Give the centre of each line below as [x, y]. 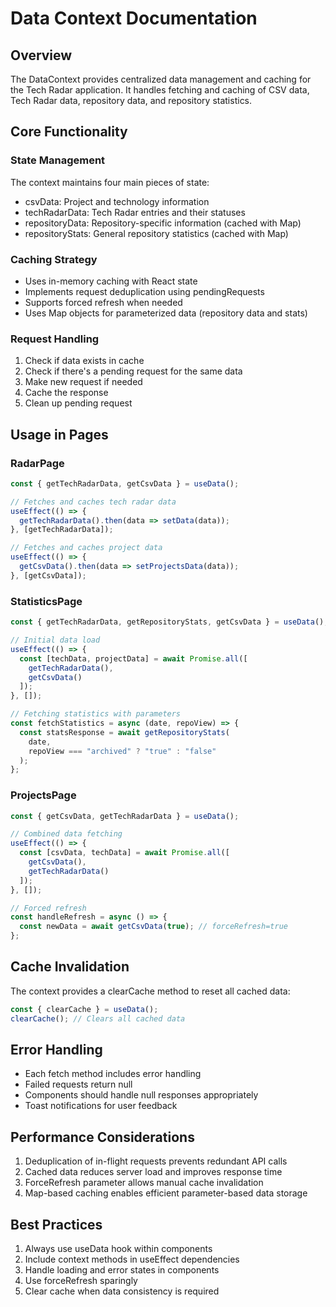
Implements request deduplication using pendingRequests [144, 291]
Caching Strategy [54, 259]
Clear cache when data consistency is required [122, 1291]
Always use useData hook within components [118, 1249]
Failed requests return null [78, 1084]
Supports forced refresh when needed [103, 302]
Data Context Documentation [134, 18]
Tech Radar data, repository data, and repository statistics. [131, 100]
